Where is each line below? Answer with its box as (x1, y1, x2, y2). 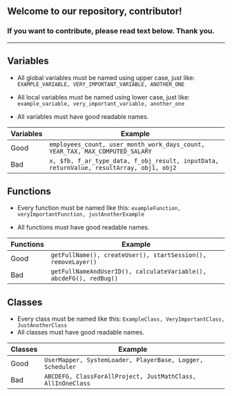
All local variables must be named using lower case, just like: (17, 93, 190, 101)
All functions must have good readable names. (17, 223, 150, 232)
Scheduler (43, 363, 77, 371)
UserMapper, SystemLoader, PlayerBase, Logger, (43, 356, 204, 364)
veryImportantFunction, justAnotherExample (17, 211, 145, 218)
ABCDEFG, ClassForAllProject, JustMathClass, (43, 373, 197, 381)
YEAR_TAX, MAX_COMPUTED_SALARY (49, 147, 152, 155)
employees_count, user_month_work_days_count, (49, 140, 205, 148)
